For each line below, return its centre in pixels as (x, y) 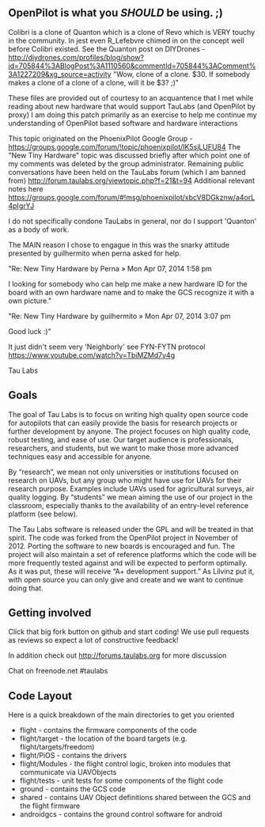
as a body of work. (39, 230)
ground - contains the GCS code (73, 789)
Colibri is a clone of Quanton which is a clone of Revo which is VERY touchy (132, 32)
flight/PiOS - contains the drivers (73, 756)
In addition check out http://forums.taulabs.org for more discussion (117, 655)
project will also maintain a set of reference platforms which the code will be (132, 554)
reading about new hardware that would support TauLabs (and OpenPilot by (132, 106)
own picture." (30, 301)
